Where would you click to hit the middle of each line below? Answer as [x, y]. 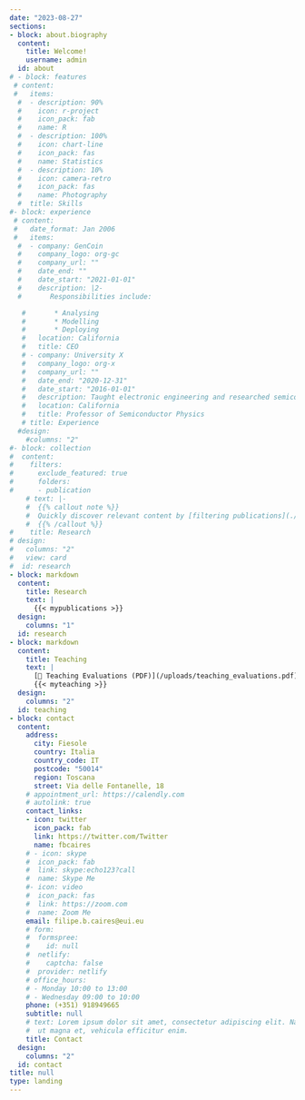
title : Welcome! [57, 52]
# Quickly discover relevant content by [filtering [128, 515]
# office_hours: [57, 980]
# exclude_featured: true [69, 473]
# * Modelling [60, 322]
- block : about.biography [58, 35]
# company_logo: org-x [69, 363]
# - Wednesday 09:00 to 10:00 [83, 997]
